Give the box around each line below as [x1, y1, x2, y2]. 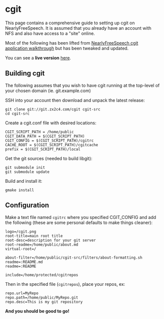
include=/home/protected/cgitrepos [5, 272, 79, 277]
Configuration [5, 201, 49, 210]
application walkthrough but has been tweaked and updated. [5, 45, 129, 51]
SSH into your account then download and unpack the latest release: [5, 97, 145, 103]
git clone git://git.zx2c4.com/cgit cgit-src [5, 106, 100, 112]
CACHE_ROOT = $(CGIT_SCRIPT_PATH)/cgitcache [5, 142, 98, 147]
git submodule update [5, 169, 50, 174]
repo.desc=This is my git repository [5, 299, 83, 304]
